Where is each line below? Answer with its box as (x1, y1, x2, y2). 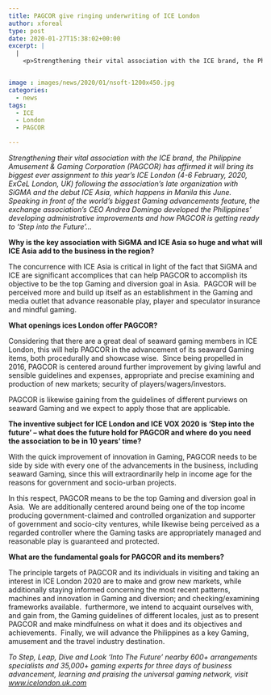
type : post (8, 27, 45, 35)
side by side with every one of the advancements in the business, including (8, 460, 259, 470)
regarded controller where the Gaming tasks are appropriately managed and (8, 528, 262, 537)
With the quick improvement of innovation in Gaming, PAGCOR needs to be (8, 452, 257, 461)
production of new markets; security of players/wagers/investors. (8, 379, 227, 388)
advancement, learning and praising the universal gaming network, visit (8, 669, 248, 679)
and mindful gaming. (8, 305, 77, 314)
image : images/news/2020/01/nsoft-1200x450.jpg (8, 78, 175, 87)
